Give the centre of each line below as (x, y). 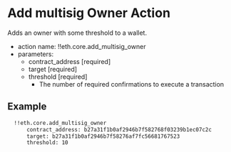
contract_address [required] (70, 61)
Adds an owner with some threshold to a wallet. (77, 33)
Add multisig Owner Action (89, 13)
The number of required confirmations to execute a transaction (132, 84)
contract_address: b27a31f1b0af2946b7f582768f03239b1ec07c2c (119, 129)
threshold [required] (58, 77)
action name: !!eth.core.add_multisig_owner (82, 46)
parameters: (36, 54)
